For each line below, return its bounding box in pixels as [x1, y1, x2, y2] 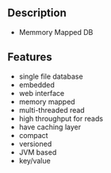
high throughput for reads [18, 113, 104, 123]
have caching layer [18, 122, 81, 132]
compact [18, 130, 48, 140]
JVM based [18, 147, 57, 157]
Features [7, 51, 52, 64]
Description [7, 6, 67, 20]
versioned [18, 139, 52, 148]
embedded [18, 79, 55, 90]
